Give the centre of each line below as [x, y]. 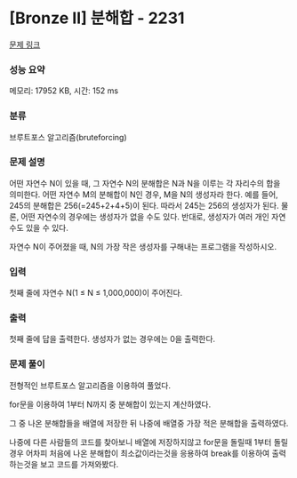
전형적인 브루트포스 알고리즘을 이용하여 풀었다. [90, 385]
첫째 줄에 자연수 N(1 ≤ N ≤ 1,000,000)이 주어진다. [96, 293]
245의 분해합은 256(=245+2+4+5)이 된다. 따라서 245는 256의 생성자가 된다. [144, 205]
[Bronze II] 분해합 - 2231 [97, 18]
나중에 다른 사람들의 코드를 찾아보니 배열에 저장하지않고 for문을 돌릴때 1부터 [140, 442]
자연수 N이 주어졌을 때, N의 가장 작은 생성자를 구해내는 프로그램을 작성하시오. [143, 246]
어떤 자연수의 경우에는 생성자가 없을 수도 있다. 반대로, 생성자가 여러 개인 [145, 216]
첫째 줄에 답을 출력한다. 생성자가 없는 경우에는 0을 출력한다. [112, 339]
